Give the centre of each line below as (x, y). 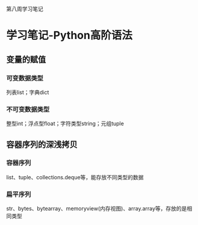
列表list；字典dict (28, 92)
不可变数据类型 (28, 109)
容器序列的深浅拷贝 (42, 144)
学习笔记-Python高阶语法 (69, 35)
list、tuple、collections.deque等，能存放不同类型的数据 (75, 177)
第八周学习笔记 (25, 9)
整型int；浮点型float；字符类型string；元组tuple (65, 124)
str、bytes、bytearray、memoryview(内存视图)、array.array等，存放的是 (97, 209)
